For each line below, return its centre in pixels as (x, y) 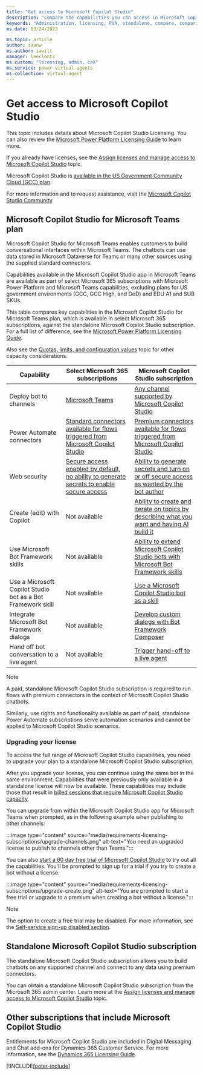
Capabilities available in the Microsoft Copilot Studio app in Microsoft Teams (101, 275)
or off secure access (164, 477)
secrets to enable (90, 484)
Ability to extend (158, 541)
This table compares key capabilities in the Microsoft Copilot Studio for (95, 312)
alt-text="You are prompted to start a (142, 891)
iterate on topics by (162, 509)
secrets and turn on (162, 469)
